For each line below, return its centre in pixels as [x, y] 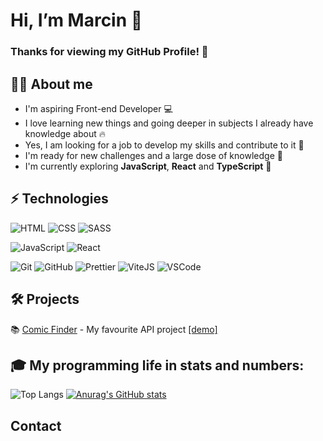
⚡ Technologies [59, 199]
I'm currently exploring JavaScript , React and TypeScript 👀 [148, 166]
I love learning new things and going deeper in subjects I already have [169, 123]
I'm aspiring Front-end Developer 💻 [98, 108]
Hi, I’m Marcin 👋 [76, 20]
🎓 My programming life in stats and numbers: [157, 365]
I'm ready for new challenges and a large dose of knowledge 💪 [153, 155]
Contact [36, 425]
